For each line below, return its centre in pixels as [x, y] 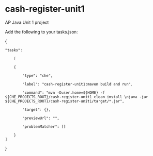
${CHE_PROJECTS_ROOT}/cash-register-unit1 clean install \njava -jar [77, 97]
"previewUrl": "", [41, 118]
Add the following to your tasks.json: [42, 32]
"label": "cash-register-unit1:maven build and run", [78, 84]
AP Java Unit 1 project [27, 22]
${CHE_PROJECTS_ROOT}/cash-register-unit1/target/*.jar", [65, 101]
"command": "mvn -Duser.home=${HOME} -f [64, 93]
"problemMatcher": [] [44, 127]
